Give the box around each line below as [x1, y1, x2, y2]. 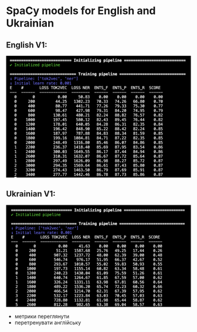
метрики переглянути [14, 313, 70, 320]
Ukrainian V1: [6, 189, 56, 199]
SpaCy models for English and [6, 4, 156, 18]
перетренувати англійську [14, 319, 81, 326]
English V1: [6, 40, 48, 50]
